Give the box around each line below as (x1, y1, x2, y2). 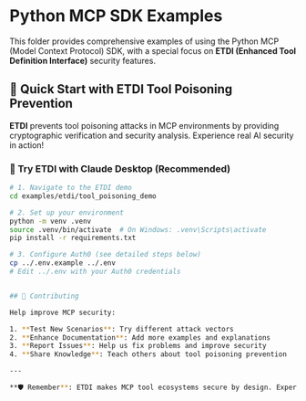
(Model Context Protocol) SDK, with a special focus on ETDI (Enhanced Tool (9, 45, 297, 56)
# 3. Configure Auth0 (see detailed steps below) (9, 250, 202, 259)
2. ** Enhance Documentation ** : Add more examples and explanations (9, 332, 271, 343)
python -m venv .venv (9, 216, 92, 226)
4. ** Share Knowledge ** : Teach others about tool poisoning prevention (9, 350, 287, 359)
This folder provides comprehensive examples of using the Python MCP (9, 36, 280, 47)
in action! (9, 139, 45, 151)
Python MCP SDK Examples (9, 5, 223, 26)
